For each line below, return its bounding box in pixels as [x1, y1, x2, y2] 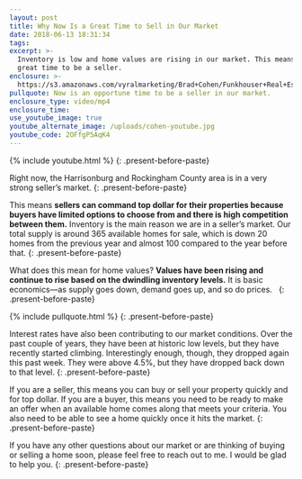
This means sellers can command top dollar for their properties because [9, 199, 284, 210]
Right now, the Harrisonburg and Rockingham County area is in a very [9, 172, 268, 183]
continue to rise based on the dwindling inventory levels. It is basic [9, 274, 263, 285]
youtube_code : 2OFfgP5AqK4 [9, 131, 111, 140]
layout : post [9, 13, 58, 23]
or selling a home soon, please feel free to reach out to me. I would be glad [9, 449, 288, 460]
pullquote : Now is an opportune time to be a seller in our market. [9, 88, 271, 97]
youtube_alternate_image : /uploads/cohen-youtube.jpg [9, 122, 216, 131]
